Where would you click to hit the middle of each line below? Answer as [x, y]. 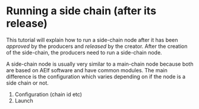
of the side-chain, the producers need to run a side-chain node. [84, 52]
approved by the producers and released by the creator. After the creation [97, 46]
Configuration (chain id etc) [48, 94]
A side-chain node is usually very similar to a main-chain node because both [100, 64]
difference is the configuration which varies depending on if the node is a [96, 76]
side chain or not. [28, 83]
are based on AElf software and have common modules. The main [87, 70]
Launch [24, 100]
